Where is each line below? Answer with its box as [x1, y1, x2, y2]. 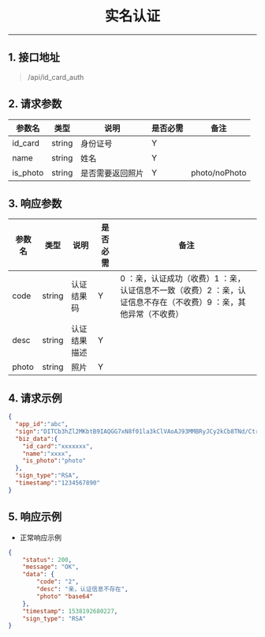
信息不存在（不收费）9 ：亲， [128, 297, 238, 308]
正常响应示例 [19, 533, 62, 542]
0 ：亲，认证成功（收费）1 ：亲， [120, 273, 246, 285]
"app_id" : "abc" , [15, 420, 69, 428]
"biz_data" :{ [15, 435, 58, 443]
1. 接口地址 [8, 51, 61, 64]
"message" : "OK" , [22, 563, 80, 571]
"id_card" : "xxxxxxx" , [22, 442, 93, 450]
